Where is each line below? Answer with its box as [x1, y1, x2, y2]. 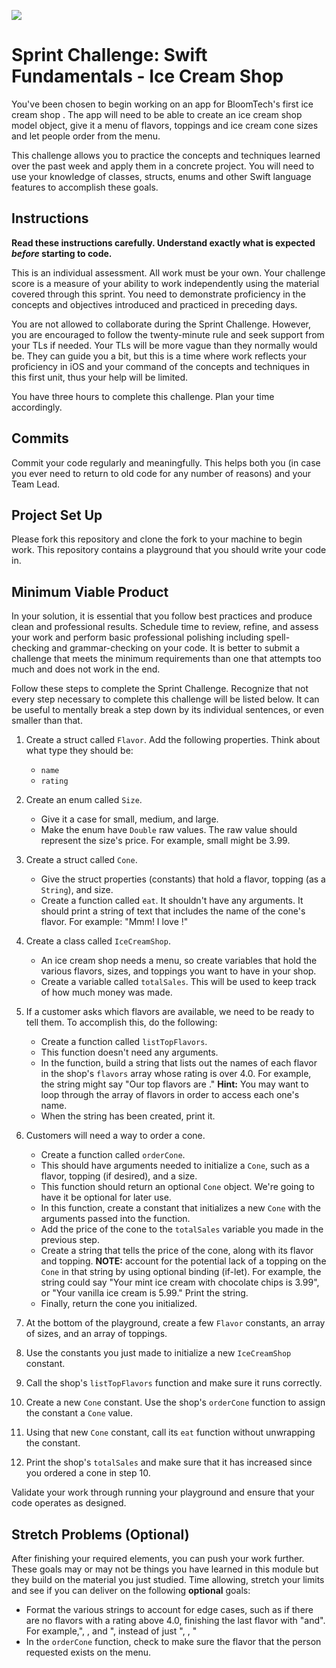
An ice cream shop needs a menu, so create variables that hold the [40, 955, 318, 967]
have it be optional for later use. [40, 1191, 172, 1204]
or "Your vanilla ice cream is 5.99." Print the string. [40, 1287, 249, 1299]
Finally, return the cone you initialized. [40, 1298, 198, 1310]
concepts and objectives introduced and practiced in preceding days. [11, 298, 298, 310]
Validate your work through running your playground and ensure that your [11, 1486, 315, 1499]
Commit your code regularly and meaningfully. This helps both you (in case [11, 456, 321, 469]
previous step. [40, 1234, 100, 1246]
